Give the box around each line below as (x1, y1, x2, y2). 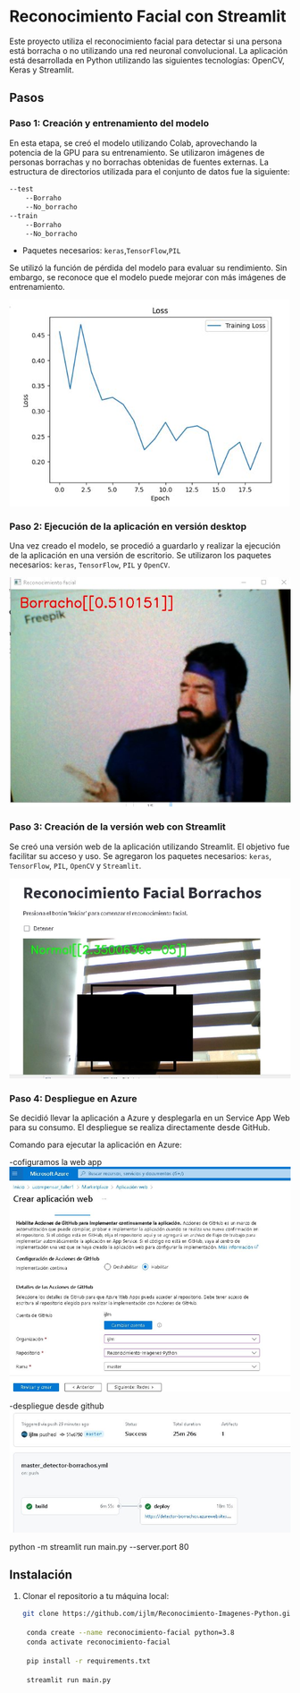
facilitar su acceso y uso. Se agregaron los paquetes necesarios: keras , (9, 850, 272, 861)
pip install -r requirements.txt (26, 1656, 151, 1665)
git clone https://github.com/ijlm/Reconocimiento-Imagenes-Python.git (21, 1609, 295, 1619)
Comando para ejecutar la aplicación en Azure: (9, 1139, 182, 1151)
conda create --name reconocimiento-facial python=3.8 (26, 1629, 235, 1638)
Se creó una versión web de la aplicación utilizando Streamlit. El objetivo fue (9, 841, 290, 852)
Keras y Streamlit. (9, 64, 74, 75)
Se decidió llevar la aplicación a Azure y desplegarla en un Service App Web (9, 1112, 290, 1124)
